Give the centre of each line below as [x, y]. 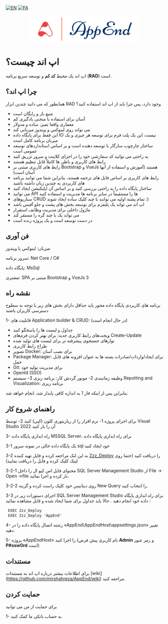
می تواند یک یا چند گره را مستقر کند [46, 215]
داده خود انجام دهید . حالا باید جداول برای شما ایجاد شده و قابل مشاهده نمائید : [78, 501]
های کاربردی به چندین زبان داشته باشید [49, 183]
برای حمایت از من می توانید [31, 606]
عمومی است [25, 151]
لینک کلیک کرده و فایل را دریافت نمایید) [42, 461]
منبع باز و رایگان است [33, 114]
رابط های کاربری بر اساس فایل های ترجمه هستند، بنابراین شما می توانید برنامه [86, 177]
